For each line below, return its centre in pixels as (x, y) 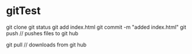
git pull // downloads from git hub (46, 45)
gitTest (23, 11)
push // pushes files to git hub (42, 33)
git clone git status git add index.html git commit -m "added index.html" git (96, 27)
